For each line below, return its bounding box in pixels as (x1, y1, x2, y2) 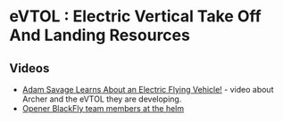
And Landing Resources (9, 25, 190, 45)
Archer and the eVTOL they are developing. (21, 94, 182, 104)
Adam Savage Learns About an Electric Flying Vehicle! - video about (21, 85, 274, 94)
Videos (9, 61, 50, 76)
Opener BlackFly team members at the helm (21, 103, 185, 113)
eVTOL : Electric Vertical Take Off (9, 6, 262, 27)
